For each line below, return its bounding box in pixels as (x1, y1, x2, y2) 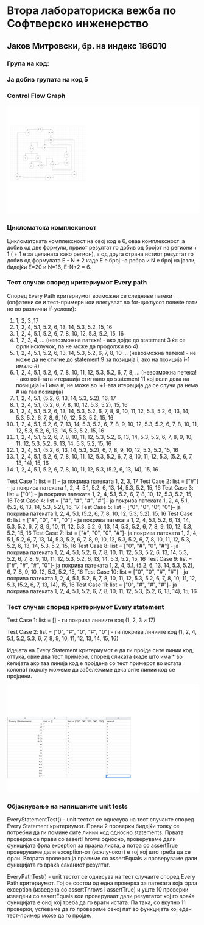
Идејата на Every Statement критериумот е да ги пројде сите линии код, (7, 647, 194, 654)
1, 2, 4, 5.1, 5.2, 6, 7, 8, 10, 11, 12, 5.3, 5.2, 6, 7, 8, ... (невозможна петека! (15, 368, 197, 376)
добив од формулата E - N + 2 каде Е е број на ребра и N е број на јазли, (7, 256, 197, 264)
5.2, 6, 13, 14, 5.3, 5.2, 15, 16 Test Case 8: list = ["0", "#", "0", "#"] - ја (7, 542, 179, 549)
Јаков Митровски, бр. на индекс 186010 (7, 41, 167, 51)
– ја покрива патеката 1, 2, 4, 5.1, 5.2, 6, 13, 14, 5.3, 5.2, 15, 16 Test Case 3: (7, 484, 194, 491)
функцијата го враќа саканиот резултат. (7, 861, 110, 868)
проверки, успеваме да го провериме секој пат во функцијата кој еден (7, 905, 192, 912)
